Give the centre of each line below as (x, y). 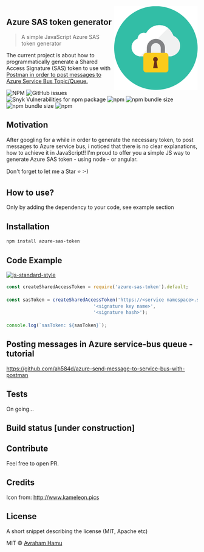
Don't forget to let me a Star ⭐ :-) (48, 171)
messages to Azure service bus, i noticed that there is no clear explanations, (102, 146)
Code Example (34, 260)
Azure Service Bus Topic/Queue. (47, 81)
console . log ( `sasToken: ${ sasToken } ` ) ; (57, 325)
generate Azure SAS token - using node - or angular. (72, 159)
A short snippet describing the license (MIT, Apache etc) (77, 531)
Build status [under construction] (71, 428)
